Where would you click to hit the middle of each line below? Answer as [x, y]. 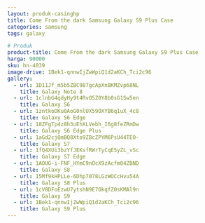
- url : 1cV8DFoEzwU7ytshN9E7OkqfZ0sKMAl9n [76, 189]
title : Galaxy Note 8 [51, 92]
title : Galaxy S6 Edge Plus [61, 130]
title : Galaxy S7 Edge [53, 157]
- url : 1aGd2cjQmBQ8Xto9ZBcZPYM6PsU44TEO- [76, 137]
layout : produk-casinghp [43, 14]
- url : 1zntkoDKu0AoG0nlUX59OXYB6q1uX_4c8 [76, 111]
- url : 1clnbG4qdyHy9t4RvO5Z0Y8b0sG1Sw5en [76, 98]
